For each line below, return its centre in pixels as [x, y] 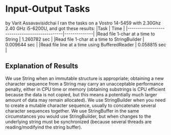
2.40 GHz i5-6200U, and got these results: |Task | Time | [65, 28]
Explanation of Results [42, 66]
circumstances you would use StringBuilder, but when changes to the [78, 116]
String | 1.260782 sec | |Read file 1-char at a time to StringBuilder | [75, 39]
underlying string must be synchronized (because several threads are [79, 121]
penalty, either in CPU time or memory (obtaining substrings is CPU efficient [86, 89]
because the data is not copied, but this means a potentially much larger [81, 94]
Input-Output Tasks [48, 9]
